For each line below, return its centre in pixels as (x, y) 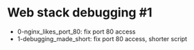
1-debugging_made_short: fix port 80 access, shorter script (102, 38)
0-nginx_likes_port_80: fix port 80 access (77, 32)
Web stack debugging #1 (80, 13)
